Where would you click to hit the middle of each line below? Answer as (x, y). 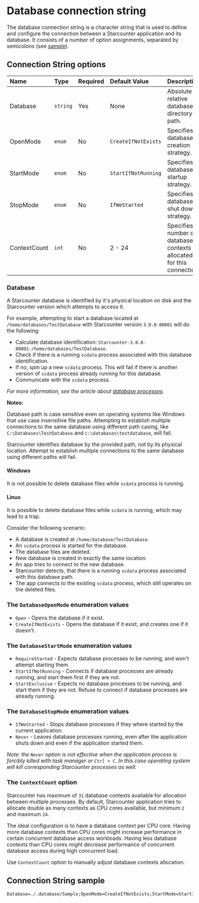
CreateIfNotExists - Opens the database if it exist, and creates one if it (102, 624)
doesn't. (25, 630)
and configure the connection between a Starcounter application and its (94, 33)
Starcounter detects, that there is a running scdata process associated (101, 571)
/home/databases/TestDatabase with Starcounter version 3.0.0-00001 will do (98, 325)
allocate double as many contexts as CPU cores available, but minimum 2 (96, 808)
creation (179, 145)
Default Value (129, 81)
